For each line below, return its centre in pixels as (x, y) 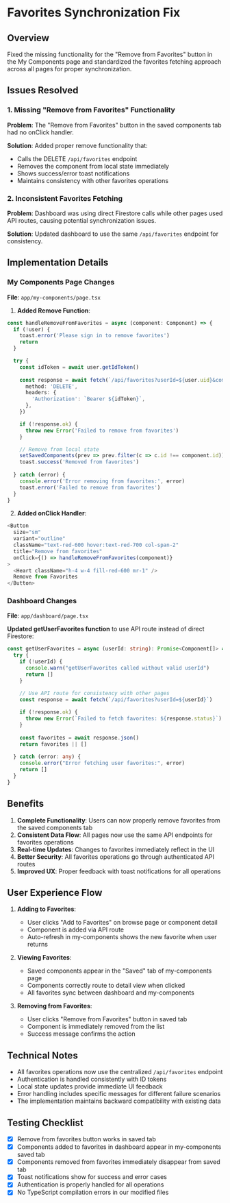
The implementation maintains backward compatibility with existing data (119, 1101)
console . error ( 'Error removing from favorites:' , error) (102, 481)
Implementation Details (58, 263)
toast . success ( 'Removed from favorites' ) (79, 462)
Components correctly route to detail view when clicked (106, 986)
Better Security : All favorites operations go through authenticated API (115, 856)
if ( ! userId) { (41, 662)
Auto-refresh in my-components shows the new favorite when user (122, 937)
